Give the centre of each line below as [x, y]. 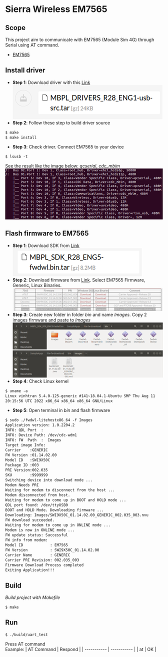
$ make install [21, 137]
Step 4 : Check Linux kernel [40, 381]
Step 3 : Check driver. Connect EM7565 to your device [68, 146]
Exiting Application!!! [30, 570]
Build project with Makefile [33, 597]
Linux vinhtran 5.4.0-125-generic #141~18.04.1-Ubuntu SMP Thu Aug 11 [80, 396]
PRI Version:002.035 [27, 470]
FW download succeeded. [30, 520]
